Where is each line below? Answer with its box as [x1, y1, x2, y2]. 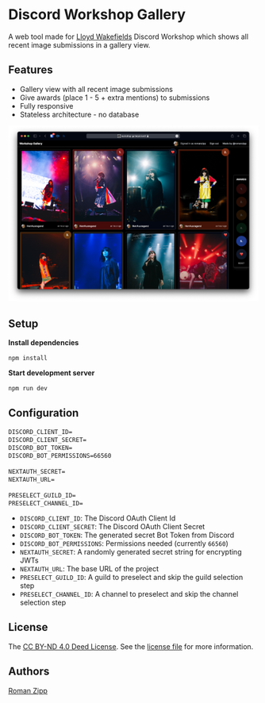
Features [8, 63, 53, 77]
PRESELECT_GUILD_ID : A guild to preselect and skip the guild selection [19, 573, 244, 582]
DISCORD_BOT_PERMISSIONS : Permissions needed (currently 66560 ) [19, 539, 229, 548]
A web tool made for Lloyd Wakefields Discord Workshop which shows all [8, 32, 248, 41]
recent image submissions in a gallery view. [8, 40, 151, 49]
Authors [8, 665, 50, 678]
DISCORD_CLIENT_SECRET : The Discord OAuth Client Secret [19, 522, 205, 532]
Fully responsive [19, 101, 74, 110]
